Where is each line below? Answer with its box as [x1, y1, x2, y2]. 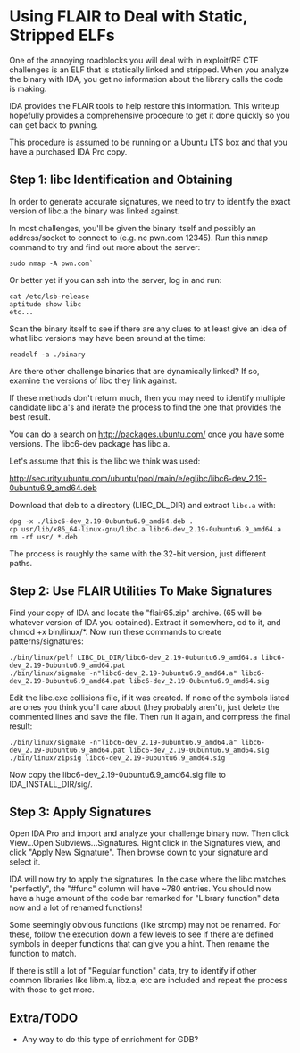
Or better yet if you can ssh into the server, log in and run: [9, 274, 222, 285]
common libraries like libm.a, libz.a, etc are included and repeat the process [9, 975, 287, 986]
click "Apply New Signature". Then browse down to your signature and [9, 847, 269, 858]
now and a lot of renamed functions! [9, 902, 143, 913]
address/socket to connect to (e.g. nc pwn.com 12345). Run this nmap [9, 232, 268, 243]
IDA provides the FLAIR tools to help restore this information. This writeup [9, 100, 279, 111]
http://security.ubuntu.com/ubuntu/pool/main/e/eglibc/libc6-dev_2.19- [9, 472, 267, 483]
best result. [9, 411, 51, 422]
